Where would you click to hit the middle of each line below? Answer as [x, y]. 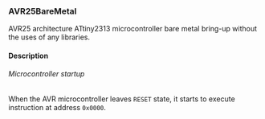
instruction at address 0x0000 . [57, 108]
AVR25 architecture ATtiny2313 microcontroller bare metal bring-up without [133, 29]
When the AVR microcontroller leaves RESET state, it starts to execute [122, 99]
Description [29, 55]
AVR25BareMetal [43, 11]
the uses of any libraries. [49, 37]
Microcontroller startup [47, 74]
